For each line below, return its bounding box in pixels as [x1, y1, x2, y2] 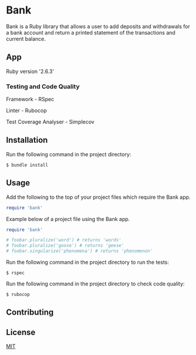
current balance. [6, 35, 46, 42]
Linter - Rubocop [6, 107, 47, 114]
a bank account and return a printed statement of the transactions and [6, 29, 176, 36]
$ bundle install [6, 162, 49, 168]
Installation [6, 135, 48, 145]
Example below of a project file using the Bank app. [6, 215, 130, 222]
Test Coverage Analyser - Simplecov [6, 118, 95, 126]
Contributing [6, 308, 54, 318]
